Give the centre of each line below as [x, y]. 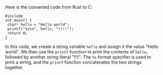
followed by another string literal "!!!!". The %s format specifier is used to [78, 57]
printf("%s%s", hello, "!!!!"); [41, 29]
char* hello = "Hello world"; [38, 25]
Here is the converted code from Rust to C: [49, 7]
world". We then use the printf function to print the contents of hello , [77, 52]
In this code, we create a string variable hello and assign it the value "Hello [82, 47]
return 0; [17, 33]
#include [14, 16]
